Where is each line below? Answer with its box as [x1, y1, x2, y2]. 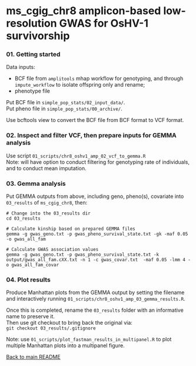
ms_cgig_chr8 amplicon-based [6, 4, 161, 18]
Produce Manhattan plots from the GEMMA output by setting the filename [6, 289, 185, 296]
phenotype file [14, 87, 50, 95]
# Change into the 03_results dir [6, 210, 91, 216]
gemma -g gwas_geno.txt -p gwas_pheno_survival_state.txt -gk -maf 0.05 [6, 231, 188, 237]
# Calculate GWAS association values [6, 246, 99, 253]
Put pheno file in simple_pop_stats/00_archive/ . [6, 105, 122, 113]
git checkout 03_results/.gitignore [6, 325, 96, 331]
